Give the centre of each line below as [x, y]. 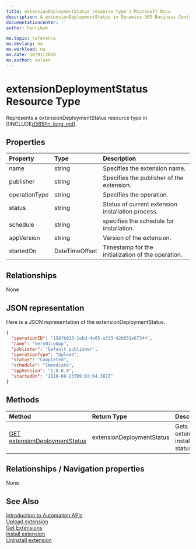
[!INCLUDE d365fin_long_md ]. [41, 124]
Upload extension [27, 522]
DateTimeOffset [76, 251]
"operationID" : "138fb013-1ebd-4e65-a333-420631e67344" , [82, 338]
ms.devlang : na [24, 44]
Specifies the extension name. [144, 168]
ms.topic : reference [31, 39]
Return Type [109, 416]
